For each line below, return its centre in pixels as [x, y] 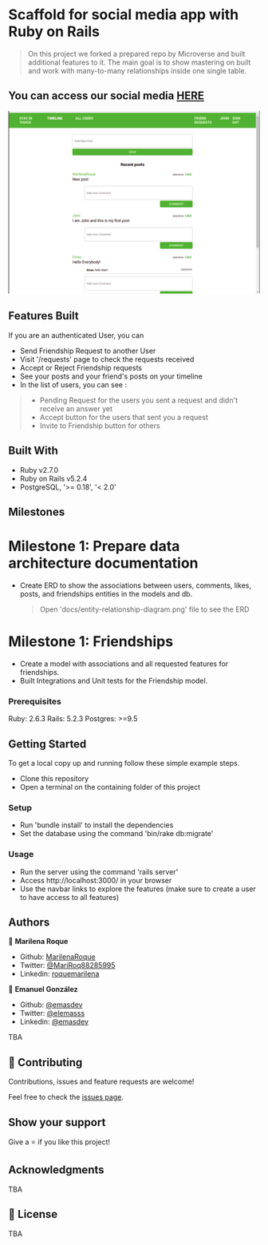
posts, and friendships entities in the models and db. [106, 593]
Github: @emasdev [51, 1005]
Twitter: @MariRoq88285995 [67, 965]
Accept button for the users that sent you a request [124, 417]
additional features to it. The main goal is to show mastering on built [139, 62]
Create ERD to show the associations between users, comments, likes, [136, 585]
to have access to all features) [69, 897]
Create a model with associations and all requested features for [124, 664]
